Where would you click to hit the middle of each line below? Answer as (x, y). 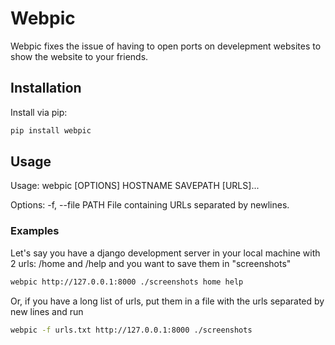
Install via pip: (39, 112)
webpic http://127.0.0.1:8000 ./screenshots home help (127, 282)
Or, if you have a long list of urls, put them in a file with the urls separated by (167, 301)
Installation (46, 88)
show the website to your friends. (79, 56)
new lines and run (47, 311)
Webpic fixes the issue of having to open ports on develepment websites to (166, 46)
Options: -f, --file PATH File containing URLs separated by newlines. (150, 205)
